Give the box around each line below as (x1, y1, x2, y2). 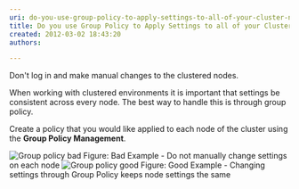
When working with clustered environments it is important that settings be (9, 87, 280, 98)
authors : (9, 37, 42, 47)
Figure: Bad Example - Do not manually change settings (83, 151, 287, 161)
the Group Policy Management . (9, 133, 126, 144)
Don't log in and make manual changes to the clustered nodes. (9, 70, 238, 81)
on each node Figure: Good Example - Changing (9, 160, 265, 170)
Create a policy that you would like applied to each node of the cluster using (9, 124, 288, 135)
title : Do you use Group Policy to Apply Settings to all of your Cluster (9, 21, 293, 30)
